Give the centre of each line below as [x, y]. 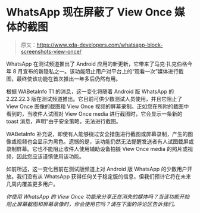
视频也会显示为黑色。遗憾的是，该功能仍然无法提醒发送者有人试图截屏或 [105, 141]
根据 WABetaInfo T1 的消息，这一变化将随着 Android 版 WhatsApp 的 [90, 91]
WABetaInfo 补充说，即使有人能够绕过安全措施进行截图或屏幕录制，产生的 [97, 134]
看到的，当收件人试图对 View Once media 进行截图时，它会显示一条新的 [94, 113]
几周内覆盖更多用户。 [32, 184]
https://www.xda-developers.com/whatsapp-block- [100, 45]
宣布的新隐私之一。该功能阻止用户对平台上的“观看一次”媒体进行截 [103, 71]
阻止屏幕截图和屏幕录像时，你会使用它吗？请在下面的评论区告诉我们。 [92, 204]
